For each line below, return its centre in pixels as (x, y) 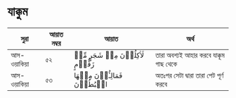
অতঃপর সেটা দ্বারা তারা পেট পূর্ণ (190, 75)
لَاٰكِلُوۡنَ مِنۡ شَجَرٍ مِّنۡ (109, 55)
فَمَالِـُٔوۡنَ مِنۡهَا (98, 75)
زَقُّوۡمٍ (84, 63)
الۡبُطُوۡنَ (90, 84)
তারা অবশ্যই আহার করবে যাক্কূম (190, 55)
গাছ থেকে (166, 63)
